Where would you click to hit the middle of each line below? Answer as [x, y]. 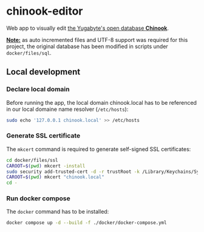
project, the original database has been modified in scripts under [87, 46]
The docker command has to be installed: [58, 212]
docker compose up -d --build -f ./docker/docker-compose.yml [87, 223]
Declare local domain [38, 90]
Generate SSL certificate [43, 136]
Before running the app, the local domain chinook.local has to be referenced [102, 102]
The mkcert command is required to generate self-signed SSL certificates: [99, 149]
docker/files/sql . [29, 52]
